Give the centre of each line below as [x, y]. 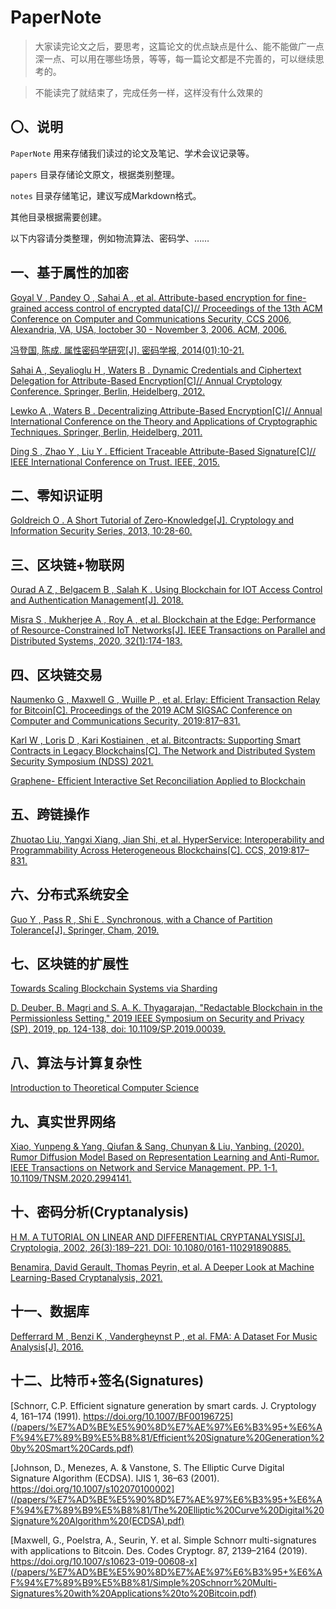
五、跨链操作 [50, 814]
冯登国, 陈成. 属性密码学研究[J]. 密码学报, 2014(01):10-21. [127, 350]
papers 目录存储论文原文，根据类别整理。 [95, 174]
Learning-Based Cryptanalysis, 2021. [86, 1277]
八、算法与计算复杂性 [76, 1062]
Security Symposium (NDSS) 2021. [82, 761]
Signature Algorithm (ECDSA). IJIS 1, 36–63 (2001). [115, 1478]
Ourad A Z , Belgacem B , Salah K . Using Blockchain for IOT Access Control [166, 590]
